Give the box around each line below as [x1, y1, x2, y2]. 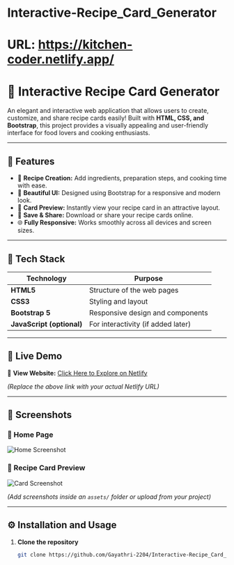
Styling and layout [89, 296, 148, 306]
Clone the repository [17, 538, 79, 546]
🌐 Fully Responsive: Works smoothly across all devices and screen [17, 218, 212, 227]
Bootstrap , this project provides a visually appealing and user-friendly [7, 121, 209, 130]
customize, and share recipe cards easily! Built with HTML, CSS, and [7, 114, 205, 123]
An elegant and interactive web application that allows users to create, [7, 107, 209, 115]
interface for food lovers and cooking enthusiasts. [7, 129, 150, 137]
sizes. [17, 226, 35, 235]
